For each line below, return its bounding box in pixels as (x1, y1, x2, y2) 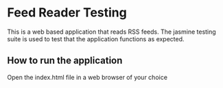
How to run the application (7, 55, 123, 67)
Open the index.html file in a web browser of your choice (7, 73, 168, 81)
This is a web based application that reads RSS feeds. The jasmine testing (7, 27, 216, 36)
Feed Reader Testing (7, 5, 127, 21)
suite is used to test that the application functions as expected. (7, 34, 185, 43)
